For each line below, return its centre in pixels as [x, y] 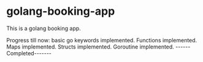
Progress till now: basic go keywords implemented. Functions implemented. [102, 40]
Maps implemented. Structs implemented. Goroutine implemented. [90, 47]
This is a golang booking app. [44, 28]
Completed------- [29, 53]
